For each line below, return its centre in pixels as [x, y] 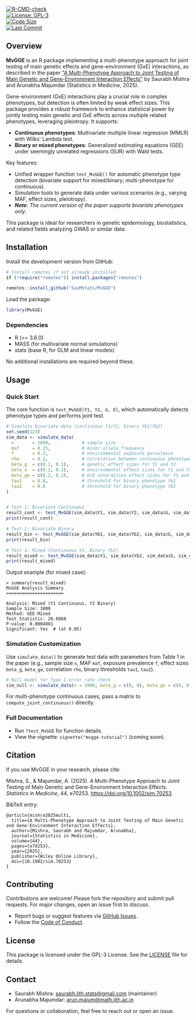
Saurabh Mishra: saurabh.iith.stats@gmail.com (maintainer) [86, 993]
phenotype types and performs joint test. [55, 416]
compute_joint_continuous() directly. [50, 703]
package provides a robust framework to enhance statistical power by [90, 109]
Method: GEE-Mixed [28, 614]
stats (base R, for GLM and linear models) [64, 350]
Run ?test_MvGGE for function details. [59, 730]
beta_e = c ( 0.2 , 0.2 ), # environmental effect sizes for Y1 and [97, 470]
